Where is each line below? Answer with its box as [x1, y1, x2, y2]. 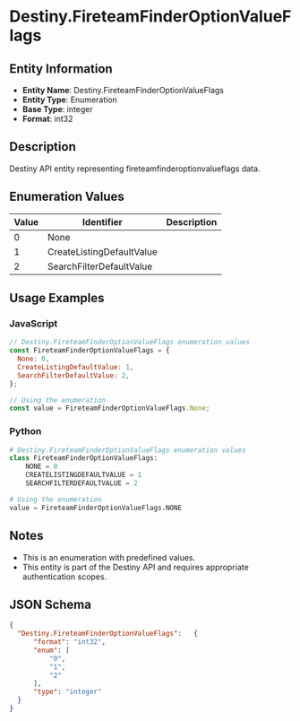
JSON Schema [9, 596, 92, 612]
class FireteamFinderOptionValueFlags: [9, 454, 159, 463]
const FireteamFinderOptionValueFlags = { [9, 346, 170, 355]
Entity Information [9, 61, 114, 76]
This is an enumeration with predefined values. [21, 552, 196, 562]
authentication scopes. [21, 571, 107, 582]
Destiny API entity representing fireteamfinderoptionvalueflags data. [9, 163, 261, 174]
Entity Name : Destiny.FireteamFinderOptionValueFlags [21, 85, 224, 95]
